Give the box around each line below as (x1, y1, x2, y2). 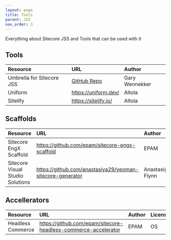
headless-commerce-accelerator (39, 226, 121, 233)
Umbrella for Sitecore (8, 75, 59, 82)
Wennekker (124, 81, 152, 88)
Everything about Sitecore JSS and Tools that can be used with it (5, 36, 141, 42)
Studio (8, 172, 24, 179)
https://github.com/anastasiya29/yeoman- (36, 165, 139, 173)
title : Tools (5, 12, 33, 17)
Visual (8, 165, 23, 173)
